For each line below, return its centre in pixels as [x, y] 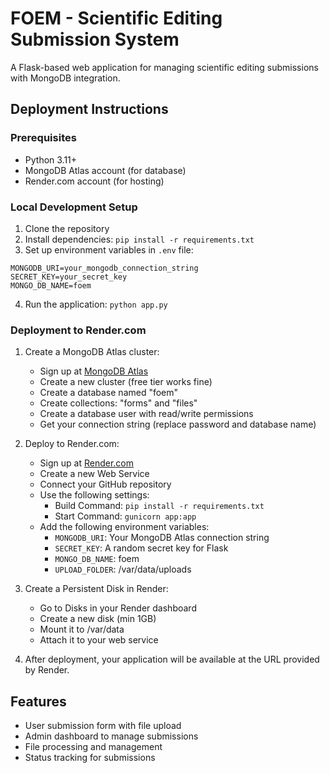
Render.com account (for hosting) [94, 181]
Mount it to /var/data [82, 629]
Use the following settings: [94, 495]
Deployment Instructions [89, 109]
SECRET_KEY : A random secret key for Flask [141, 548]
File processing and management [93, 747]
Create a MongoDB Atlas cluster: [92, 352]
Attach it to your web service [99, 640]
